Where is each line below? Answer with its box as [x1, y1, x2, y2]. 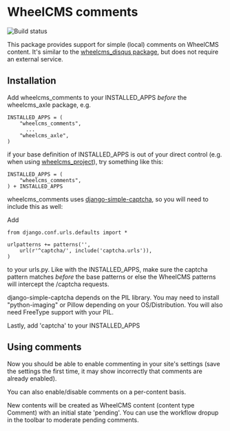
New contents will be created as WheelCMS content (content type [7, 401, 195, 409]
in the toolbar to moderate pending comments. [7, 415, 139, 424]
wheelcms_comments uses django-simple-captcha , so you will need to [7, 194, 209, 203]
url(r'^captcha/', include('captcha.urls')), [19, 247, 153, 254]
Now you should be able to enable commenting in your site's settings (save [7, 359, 220, 368]
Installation [7, 75, 56, 87]
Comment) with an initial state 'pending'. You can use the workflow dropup [7, 408, 219, 417]
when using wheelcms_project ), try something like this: [7, 157, 164, 166]
